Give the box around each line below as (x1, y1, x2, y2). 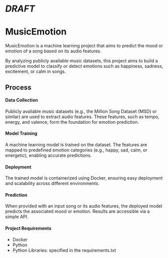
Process (5, 83, 32, 92)
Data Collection (5, 97, 39, 103)
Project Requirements (5, 225, 52, 231)
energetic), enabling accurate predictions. (5, 152, 92, 158)
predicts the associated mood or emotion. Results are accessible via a (5, 208, 150, 214)
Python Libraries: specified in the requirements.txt (12, 247, 116, 253)
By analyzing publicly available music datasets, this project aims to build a (5, 58, 158, 64)
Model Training (5, 130, 38, 136)
